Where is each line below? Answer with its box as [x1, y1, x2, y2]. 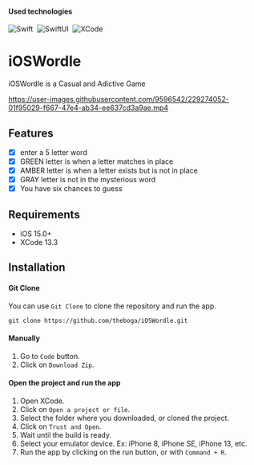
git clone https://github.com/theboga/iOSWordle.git [8, 316, 188, 324]
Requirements [8, 207, 80, 221]
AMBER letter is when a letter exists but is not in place [19, 165, 199, 176]
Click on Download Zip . [19, 360, 95, 369]
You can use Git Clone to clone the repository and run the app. [8, 301, 216, 311]
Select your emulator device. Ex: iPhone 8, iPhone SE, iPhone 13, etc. [19, 438, 248, 449]
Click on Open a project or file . [19, 405, 131, 414]
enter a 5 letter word [19, 147, 88, 157]
